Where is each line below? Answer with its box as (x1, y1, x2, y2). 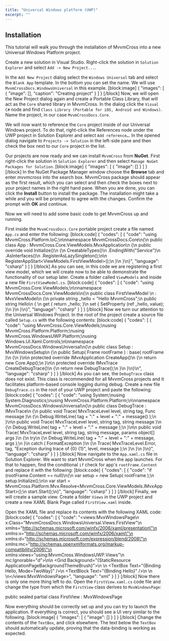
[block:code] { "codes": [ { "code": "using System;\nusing (5, 392, 125, 398)
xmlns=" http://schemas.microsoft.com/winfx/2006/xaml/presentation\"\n (5, 525, 157, 531)
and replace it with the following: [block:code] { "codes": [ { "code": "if (5, 467, 152, 473)
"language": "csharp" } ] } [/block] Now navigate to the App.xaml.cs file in (5, 451, 158, 457)
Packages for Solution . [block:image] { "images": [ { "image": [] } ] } (5, 163, 148, 169)
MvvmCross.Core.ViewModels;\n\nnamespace (5, 285, 102, 291)
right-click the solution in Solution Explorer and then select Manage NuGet (5, 158, 158, 164)
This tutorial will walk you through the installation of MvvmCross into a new (5, 44, 161, 50)
